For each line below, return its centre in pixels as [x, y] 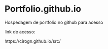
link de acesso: [20, 32]
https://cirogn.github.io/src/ [33, 41]
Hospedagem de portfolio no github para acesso [54, 22]
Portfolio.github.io [43, 9]
